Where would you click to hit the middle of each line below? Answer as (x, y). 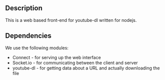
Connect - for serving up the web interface (56, 57)
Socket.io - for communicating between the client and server (75, 63)
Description (24, 8)
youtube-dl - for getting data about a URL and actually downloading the (86, 68)
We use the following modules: (37, 48)
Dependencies (28, 36)
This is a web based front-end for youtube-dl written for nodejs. (71, 20)
